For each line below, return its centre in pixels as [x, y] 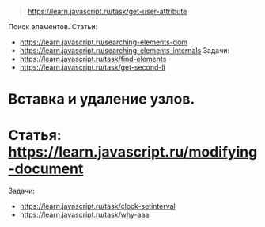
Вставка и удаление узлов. [102, 99]
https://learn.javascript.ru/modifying [133, 152]
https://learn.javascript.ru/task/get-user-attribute [107, 11]
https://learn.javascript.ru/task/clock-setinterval [97, 206]
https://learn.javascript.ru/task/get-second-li [92, 67]
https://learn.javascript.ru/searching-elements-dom [104, 42]
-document [46, 169]
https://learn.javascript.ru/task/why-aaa [84, 215]
